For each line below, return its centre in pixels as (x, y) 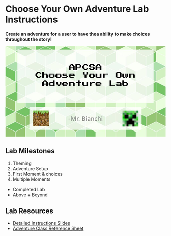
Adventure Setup (30, 169)
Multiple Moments (32, 179)
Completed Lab (29, 190)
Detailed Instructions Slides (41, 223)
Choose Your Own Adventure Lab (77, 9)
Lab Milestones (30, 151)
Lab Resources (29, 211)
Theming (22, 163)
